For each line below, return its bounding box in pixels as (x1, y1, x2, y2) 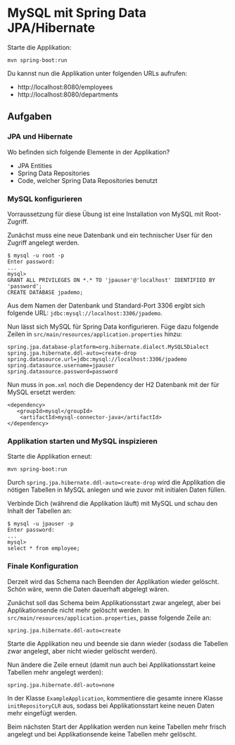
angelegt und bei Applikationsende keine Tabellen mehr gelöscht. (7, 730, 197, 738)
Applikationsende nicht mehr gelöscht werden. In (7, 606, 150, 614)
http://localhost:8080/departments (17, 90, 118, 98)
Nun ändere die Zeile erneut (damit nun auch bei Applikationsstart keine (7, 660, 216, 669)
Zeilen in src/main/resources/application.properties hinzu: (7, 329, 183, 338)
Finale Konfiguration (7, 561, 79, 571)
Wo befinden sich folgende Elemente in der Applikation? (7, 148, 170, 156)
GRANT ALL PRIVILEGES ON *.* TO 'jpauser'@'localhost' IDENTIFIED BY (7, 276, 216, 284)
